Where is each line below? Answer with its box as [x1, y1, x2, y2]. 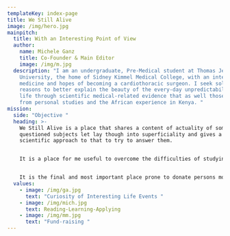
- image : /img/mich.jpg [19, 199, 88, 206]
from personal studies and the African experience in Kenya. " [19, 99, 204, 106]
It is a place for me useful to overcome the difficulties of [19, 155, 201, 163]
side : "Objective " [13, 112, 69, 118]
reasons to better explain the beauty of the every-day [19, 86, 183, 93]
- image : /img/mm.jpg [19, 212, 81, 219]
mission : [7, 105, 32, 112]
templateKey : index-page [7, 10, 78, 17]
